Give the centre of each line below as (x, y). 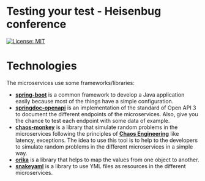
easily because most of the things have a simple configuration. (94, 101)
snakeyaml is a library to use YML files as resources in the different (100, 166)
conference (36, 24)
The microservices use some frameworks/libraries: (70, 83)
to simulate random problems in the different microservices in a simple (104, 146)
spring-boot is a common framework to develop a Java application (100, 94)
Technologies (42, 66)
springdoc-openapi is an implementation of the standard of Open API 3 (106, 108)
